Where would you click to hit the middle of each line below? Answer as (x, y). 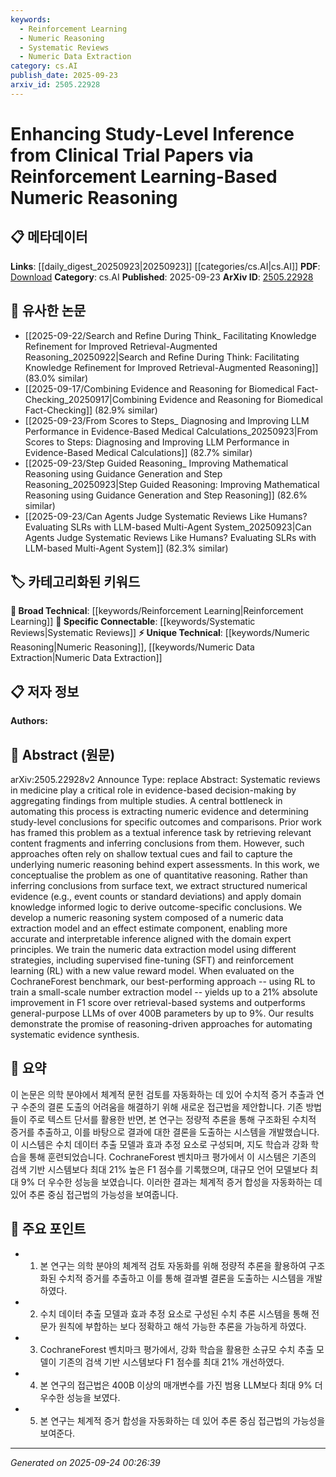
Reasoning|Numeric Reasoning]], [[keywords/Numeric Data (132, 647)
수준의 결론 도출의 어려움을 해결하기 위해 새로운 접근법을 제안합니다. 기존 (162, 1107)
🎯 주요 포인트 (48, 1229)
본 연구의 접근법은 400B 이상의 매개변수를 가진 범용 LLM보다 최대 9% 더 (181, 1385)
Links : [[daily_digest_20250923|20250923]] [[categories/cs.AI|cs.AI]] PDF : (165, 266)
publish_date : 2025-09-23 (64, 76)
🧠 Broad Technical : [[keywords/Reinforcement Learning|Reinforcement (157, 611)
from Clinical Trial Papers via (132, 155)
